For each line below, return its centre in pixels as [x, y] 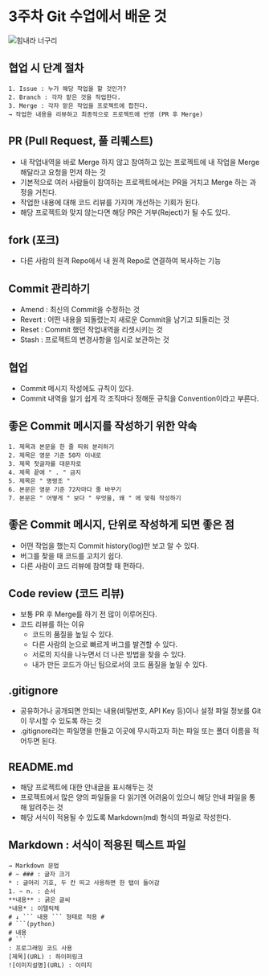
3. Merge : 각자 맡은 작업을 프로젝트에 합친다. [78, 105]
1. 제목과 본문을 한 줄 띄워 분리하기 [61, 447]
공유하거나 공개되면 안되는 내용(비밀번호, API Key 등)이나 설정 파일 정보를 [135, 711]
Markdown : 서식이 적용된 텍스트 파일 [97, 845]
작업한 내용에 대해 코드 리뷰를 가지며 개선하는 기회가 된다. [110, 202]
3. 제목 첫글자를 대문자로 [45, 463]
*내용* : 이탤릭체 [34, 908]
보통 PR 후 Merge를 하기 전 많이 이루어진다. [89, 614]
